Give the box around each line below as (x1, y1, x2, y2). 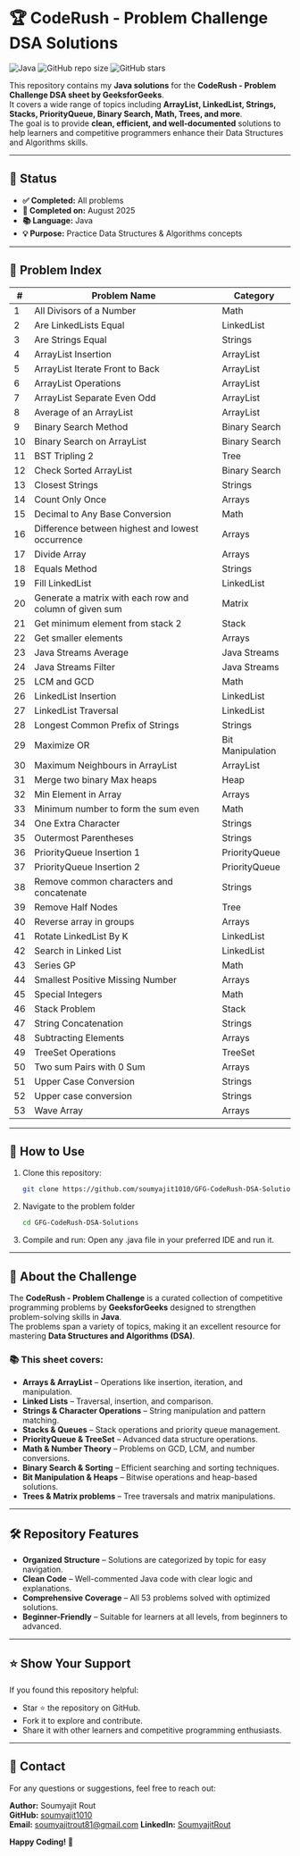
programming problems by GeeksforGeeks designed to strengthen (9, 1302, 256, 1313)
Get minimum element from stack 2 (34, 617, 182, 629)
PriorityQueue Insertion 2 (34, 861, 140, 873)
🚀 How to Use (9, 1144, 85, 1159)
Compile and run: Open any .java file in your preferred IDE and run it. (21, 1235, 275, 1246)
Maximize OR (34, 739, 90, 752)
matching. (21, 1415, 60, 1426)
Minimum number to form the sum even (34, 802, 200, 815)
